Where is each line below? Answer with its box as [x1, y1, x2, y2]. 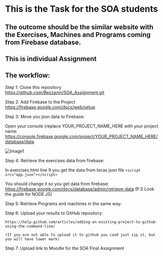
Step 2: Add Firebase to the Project [5, 99, 75, 105]
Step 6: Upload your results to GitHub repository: [5, 210, 103, 216]
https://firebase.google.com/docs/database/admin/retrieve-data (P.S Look [5, 186, 155, 192]
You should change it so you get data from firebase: [5, 181, 109, 187]
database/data [5, 138, 35, 145]
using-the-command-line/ [5, 224, 55, 229]
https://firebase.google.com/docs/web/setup [5, 104, 96, 110]
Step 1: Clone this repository [5, 84, 62, 90]
